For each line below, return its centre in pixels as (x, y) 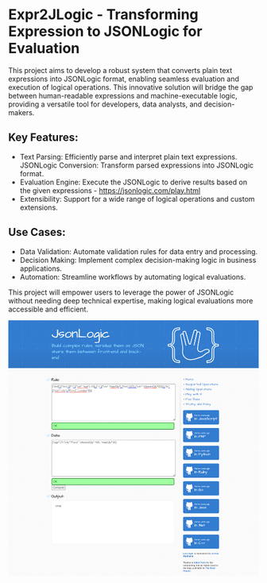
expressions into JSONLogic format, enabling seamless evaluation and (124, 79)
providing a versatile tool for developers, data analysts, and (105, 104)
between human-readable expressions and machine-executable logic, (123, 95)
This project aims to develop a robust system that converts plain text (120, 70)
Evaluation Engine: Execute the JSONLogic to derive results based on (133, 182)
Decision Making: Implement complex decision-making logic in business (138, 260)
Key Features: (43, 138)
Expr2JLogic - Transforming (103, 15)
